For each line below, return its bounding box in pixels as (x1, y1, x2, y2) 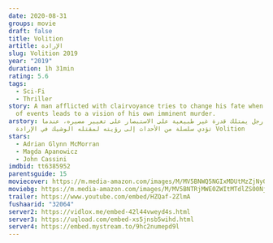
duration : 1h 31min (8, 65, 75, 73)
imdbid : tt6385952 (8, 163, 71, 171)
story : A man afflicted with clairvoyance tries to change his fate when (8, 102, 264, 110)
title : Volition (8, 34, 63, 43)
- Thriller (15, 95, 53, 103)
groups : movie (8, 19, 57, 28)
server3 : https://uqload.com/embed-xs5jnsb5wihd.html (8, 215, 195, 224)
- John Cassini (15, 155, 67, 163)
